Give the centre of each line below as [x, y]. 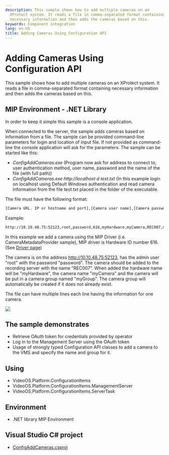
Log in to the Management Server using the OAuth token [71, 342]
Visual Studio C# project [44, 435]
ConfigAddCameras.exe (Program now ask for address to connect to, [84, 162]
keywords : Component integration [40, 24]
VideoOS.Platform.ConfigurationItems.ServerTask [64, 392]
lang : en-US [18, 29]
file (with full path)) [32, 173]
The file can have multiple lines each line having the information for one [79, 294]
